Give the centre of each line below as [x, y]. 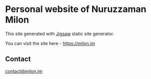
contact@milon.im [24, 71]
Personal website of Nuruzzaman [76, 9]
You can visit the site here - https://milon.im [50, 43]
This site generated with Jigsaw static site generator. [59, 33]
